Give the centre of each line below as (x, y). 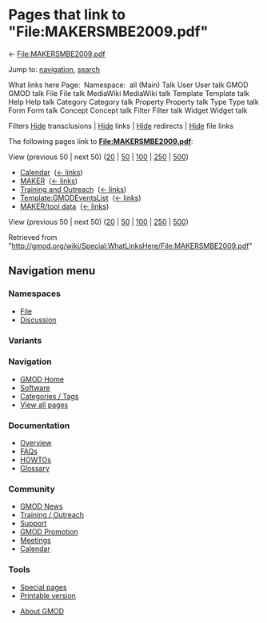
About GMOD (42, 611)
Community (32, 489)
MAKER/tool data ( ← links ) (64, 206)
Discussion (38, 319)
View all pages (44, 405)
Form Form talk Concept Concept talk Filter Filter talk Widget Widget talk (128, 110)
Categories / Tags (49, 396)
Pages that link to (67, 15)
